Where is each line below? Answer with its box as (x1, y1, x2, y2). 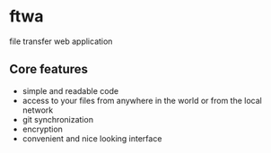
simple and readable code (22, 85, 119, 96)
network (22, 105, 54, 115)
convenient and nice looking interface (22, 132, 162, 144)
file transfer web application (9, 36, 113, 47)
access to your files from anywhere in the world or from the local (22, 95, 262, 106)
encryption (22, 123, 63, 134)
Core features (9, 62, 88, 77)
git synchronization (22, 114, 94, 124)
